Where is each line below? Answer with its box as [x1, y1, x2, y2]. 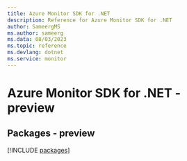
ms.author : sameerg [7, 29, 64, 37]
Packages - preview [7, 128, 95, 139]
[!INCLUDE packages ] [7, 146, 70, 154]
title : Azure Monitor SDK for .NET [7, 10, 111, 17]
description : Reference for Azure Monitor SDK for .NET [7, 17, 172, 24]
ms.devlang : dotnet [7, 49, 64, 56]
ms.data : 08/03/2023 [7, 36, 67, 43]
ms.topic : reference [7, 42, 67, 49]
